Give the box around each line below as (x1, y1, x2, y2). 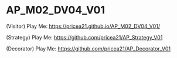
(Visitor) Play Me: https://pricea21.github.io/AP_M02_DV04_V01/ (6, 23, 160, 30)
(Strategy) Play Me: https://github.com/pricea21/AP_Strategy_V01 (6, 34, 163, 41)
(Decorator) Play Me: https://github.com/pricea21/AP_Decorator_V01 (6, 45, 171, 52)
